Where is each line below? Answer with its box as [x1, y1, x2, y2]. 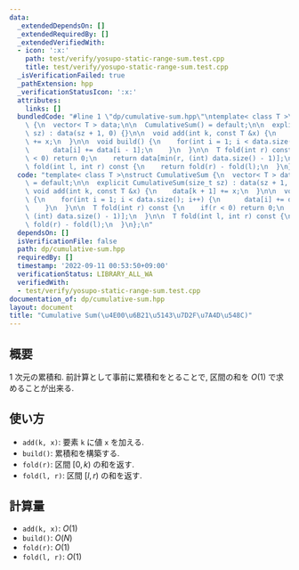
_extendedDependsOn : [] [17, 21, 105, 30]
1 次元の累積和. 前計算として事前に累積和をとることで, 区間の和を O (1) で [9, 371, 277, 382]
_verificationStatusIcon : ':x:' [17, 87, 138, 96]
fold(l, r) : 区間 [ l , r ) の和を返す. [21, 469, 142, 481]
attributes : [17, 95, 62, 105]
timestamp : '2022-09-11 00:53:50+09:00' [17, 262, 169, 271]
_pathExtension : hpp [17, 79, 93, 88]
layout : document [9, 303, 74, 312]
